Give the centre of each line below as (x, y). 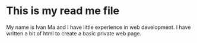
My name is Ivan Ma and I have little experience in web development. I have (99, 27)
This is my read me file (63, 11)
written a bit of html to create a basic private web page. (74, 33)
